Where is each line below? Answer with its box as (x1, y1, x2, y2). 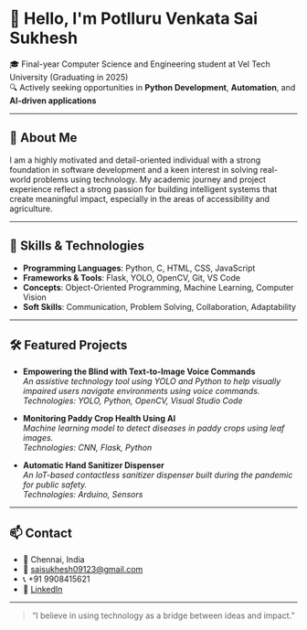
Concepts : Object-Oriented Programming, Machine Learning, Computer (22, 282, 294, 293)
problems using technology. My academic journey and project (32, 174, 267, 185)
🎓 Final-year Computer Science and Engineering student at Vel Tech (9, 59, 271, 69)
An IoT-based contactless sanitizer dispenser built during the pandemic (22, 470, 293, 481)
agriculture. (9, 203, 53, 214)
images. (22, 432, 54, 443)
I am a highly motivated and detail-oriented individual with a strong (9, 155, 261, 166)
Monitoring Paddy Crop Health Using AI (22, 413, 176, 424)
